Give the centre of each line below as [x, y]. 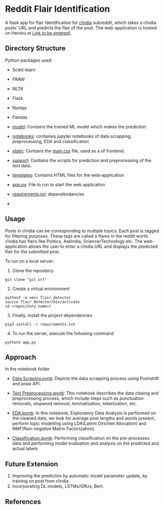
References [23, 501]
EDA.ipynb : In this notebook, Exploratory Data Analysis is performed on [84, 413]
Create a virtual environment [41, 289]
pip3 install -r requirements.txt [40, 324]
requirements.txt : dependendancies [48, 194]
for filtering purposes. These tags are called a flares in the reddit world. [77, 236]
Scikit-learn [24, 70]
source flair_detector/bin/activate [42, 302]
